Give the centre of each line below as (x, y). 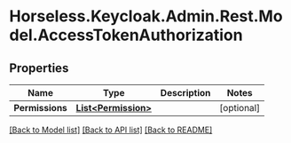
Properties (39, 68)
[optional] (240, 108)
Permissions (41, 108)
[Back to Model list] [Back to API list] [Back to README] (111, 130)
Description (185, 93)
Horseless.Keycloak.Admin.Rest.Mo (146, 16)
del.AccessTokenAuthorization (126, 35)
